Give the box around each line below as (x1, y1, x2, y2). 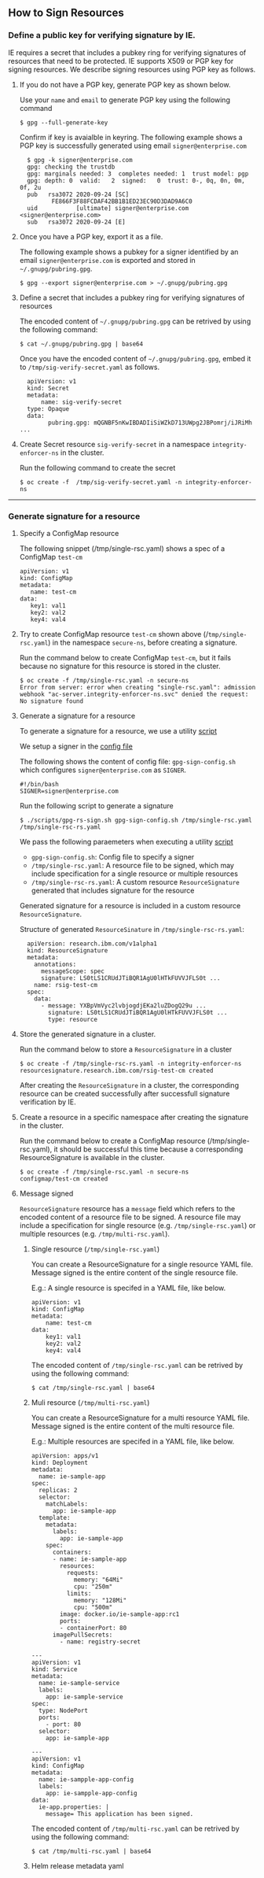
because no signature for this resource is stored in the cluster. (19, 661, 222, 671)
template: (38, 1514, 71, 1521)
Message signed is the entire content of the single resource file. (31, 1267, 238, 1277)
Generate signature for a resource (8, 511, 141, 522)
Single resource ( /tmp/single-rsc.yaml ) (31, 1244, 160, 1254)
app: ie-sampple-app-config (46, 1789, 137, 1797)
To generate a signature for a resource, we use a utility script (19, 726, 218, 735)
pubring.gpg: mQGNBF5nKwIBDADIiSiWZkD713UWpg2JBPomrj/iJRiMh (48, 419, 253, 427)
